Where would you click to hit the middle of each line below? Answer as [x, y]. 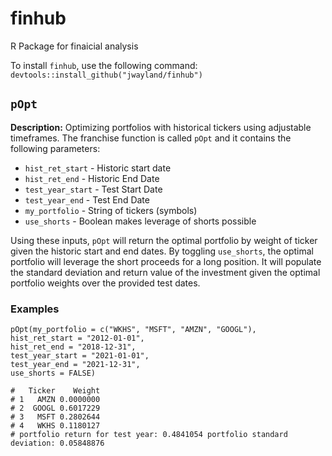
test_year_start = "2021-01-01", [80, 356]
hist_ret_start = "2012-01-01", [77, 338]
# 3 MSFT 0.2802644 [55, 417]
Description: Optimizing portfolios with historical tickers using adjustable [161, 127]
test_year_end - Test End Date [87, 199]
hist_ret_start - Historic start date [98, 168]
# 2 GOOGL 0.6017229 [55, 408]
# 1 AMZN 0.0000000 [55, 400]
